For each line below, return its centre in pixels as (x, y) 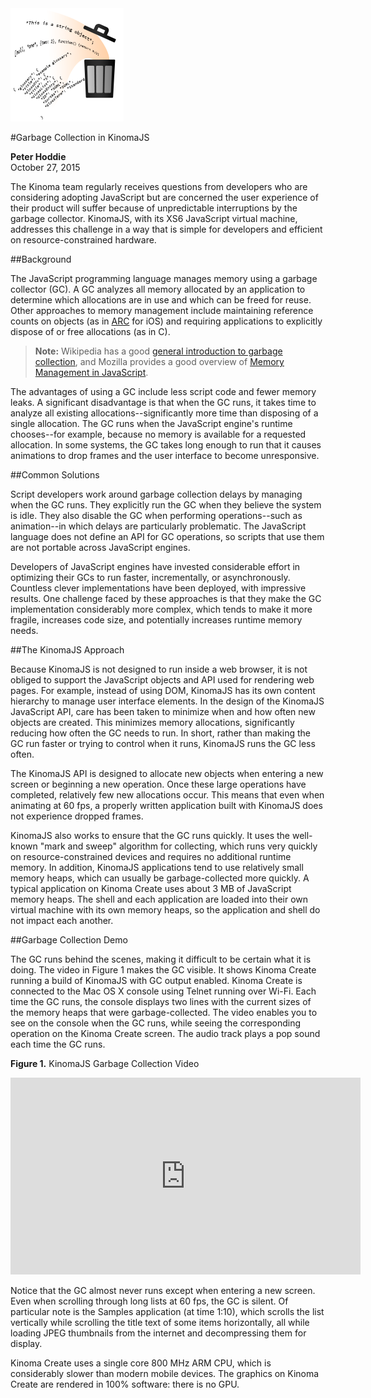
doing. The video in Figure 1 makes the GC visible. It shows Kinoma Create (163, 970)
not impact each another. (62, 920)
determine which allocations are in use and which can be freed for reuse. (161, 300)
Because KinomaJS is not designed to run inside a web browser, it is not (159, 669)
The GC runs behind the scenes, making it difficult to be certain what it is (161, 959)
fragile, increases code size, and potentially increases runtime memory (156, 620)
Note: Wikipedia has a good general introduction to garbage (158, 351)
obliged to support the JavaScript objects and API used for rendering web (162, 680)
